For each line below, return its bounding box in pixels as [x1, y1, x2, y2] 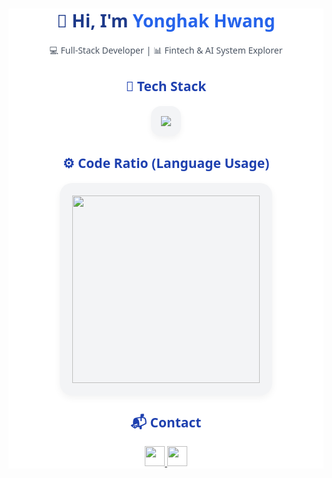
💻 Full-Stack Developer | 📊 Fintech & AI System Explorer [49, 43, 283, 57]
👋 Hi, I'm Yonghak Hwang [56, 8, 276, 33]
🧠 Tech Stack [125, 77, 207, 96]
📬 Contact [130, 413, 202, 432]
